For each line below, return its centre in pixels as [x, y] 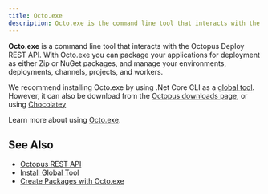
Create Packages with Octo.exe [72, 181]
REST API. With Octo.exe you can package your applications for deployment [134, 55]
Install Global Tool [49, 172]
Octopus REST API [51, 164]
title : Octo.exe [35, 16]
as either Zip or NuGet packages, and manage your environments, [118, 63]
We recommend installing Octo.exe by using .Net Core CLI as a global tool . [132, 87]
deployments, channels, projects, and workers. [86, 71]
